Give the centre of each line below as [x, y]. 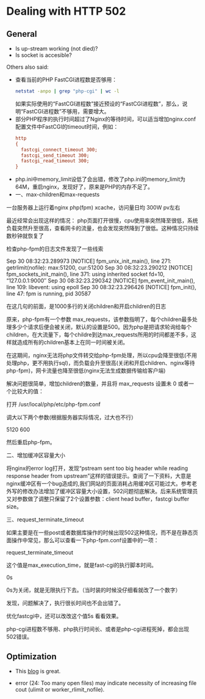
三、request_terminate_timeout [45, 520]
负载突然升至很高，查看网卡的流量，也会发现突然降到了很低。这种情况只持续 [103, 229]
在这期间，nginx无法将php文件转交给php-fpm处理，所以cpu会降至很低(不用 [102, 355]
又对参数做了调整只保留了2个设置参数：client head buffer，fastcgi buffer [98, 499]
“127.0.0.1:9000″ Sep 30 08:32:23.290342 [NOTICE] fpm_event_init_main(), [101, 281]
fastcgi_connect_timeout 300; [59, 149]
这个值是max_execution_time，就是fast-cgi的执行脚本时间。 [82, 565]
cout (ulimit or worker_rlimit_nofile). [60, 689]
